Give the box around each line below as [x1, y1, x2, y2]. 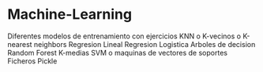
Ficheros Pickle [7, 56, 58, 66]
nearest [7, 39, 32, 49]
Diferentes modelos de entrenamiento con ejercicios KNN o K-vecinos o [7, 31, 242, 41]
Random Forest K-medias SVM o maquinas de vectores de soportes [7, 48, 228, 57]
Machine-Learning [7, 5, 132, 23]
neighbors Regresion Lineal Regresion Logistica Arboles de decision [33, 39, 256, 49]
